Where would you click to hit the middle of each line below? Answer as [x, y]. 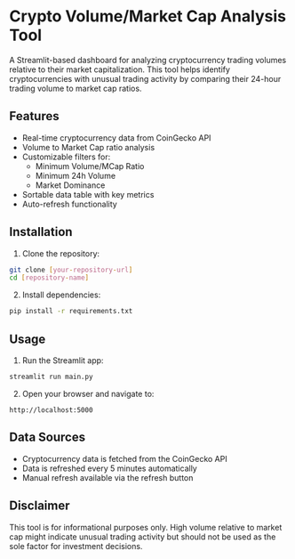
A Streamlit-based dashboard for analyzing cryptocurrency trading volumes [148, 60]
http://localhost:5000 [51, 410]
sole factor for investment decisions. [76, 546]
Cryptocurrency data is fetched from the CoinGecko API [125, 458]
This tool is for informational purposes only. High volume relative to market [146, 527]
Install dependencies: [61, 295]
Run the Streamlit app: [63, 361]
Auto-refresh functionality [69, 204]
